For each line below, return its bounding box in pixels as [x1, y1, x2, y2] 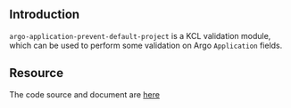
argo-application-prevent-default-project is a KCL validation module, [9, 30, 271, 41]
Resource [9, 66, 64, 81]
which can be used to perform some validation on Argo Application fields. [9, 40, 283, 50]
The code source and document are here [9, 89, 161, 100]
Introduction [9, 7, 80, 22]
